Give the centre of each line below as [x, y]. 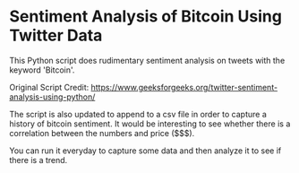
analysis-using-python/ [52, 97]
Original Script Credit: [49, 87]
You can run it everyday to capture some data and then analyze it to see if [145, 151]
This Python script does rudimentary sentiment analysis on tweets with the [147, 60]
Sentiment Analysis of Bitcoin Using [145, 17]
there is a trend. [38, 160]
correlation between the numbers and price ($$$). [102, 133]
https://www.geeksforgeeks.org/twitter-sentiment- [184, 87]
